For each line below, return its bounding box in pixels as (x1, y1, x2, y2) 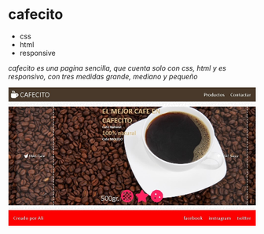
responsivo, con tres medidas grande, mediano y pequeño (8, 71, 198, 81)
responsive (19, 48, 57, 57)
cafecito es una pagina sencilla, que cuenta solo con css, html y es (8, 63, 226, 72)
